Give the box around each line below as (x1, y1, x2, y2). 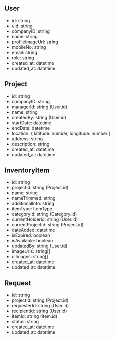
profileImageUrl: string (11, 39, 58, 45)
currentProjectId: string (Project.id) (11, 222, 84, 228)
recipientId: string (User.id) (11, 308, 67, 314)
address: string (11, 135, 43, 142)
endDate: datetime (11, 125, 50, 131)
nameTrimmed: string (11, 195, 56, 201)
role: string (11, 55, 34, 61)
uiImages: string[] (11, 254, 48, 260)
